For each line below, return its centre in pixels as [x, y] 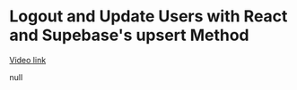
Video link [28, 60]
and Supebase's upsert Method [129, 35]
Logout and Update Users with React [148, 16]
